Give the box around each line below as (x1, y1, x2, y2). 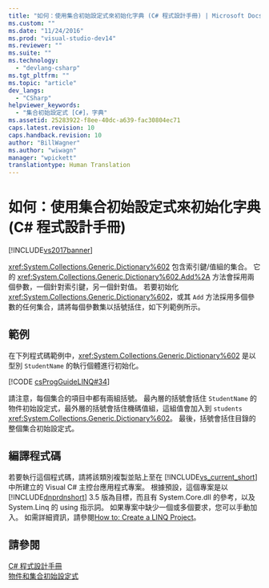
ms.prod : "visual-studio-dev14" (8, 34, 116, 43)
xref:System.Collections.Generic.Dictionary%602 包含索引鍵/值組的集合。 (8, 262, 252, 272)
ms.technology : (8, 57, 59, 65)
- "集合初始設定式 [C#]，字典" (15, 109, 108, 117)
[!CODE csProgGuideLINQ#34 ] (8, 377, 110, 386)
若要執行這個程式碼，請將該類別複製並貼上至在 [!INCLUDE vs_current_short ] (8, 472, 258, 482)
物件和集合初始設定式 (8, 571, 78, 581)
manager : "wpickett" (8, 153, 78, 161)
